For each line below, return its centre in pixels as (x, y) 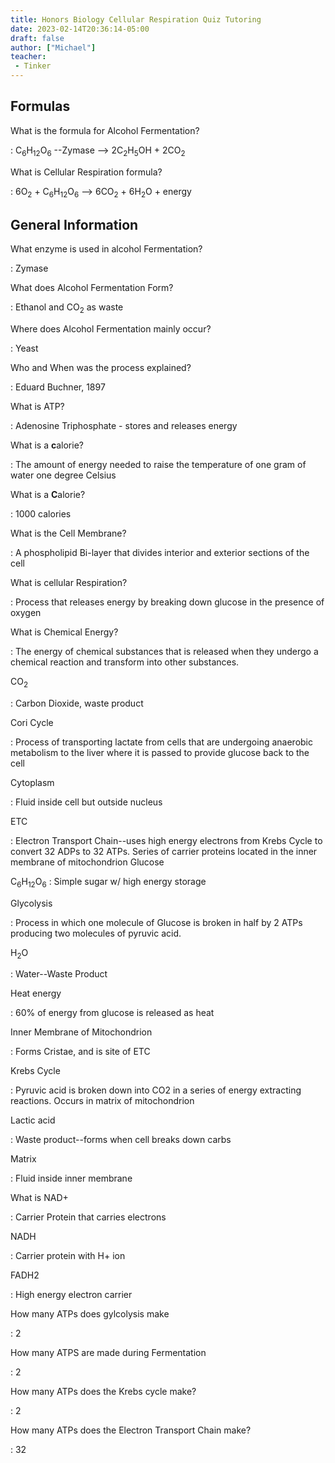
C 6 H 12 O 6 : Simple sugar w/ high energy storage (108, 882)
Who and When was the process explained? (101, 368)
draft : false (37, 38)
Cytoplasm (32, 782)
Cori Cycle (32, 722)
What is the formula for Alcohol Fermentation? (105, 130)
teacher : (28, 57)
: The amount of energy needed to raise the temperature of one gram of (158, 465)
